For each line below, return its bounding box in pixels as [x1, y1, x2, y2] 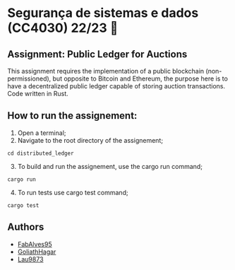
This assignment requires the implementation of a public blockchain [7, 67, 205, 75]
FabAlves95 [17, 240, 52, 248]
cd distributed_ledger [7, 150, 74, 157]
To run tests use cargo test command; [17, 188, 128, 196]
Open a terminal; [17, 129, 66, 137]
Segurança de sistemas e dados [7, 5, 199, 21]
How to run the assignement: [7, 110, 138, 122]
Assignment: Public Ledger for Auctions [7, 48, 188, 60]
